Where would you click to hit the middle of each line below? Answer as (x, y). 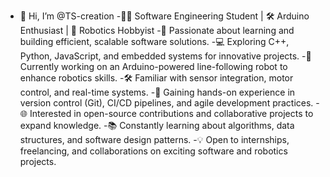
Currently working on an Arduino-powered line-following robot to (153, 66)
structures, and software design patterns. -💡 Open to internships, (154, 139)
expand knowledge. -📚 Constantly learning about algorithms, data (157, 125)
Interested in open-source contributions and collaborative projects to (171, 113)
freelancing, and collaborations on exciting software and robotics (153, 151)
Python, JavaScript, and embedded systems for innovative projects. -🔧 (165, 56)
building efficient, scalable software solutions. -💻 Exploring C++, (154, 41)
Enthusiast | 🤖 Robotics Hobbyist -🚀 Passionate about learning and (157, 30)
